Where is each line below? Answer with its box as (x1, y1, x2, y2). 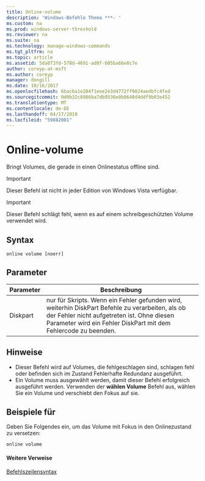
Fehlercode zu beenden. (46, 326, 117, 335)
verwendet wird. (6, 217, 48, 225)
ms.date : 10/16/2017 (6, 83, 59, 89)
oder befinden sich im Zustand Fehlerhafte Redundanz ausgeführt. (15, 370, 183, 377)
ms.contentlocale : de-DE (6, 105, 70, 112)
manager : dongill (6, 77, 51, 83)
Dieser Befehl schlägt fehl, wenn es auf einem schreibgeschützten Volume (6, 211, 193, 218)
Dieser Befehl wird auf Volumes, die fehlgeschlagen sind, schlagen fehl (15, 363, 194, 371)
